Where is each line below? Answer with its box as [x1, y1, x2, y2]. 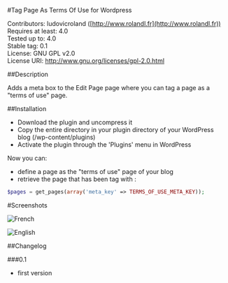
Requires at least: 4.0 [7, 27, 69, 35]
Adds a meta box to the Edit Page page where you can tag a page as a [7, 84, 210, 92]
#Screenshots [7, 201, 48, 209]
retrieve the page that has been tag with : [17, 175, 136, 183]
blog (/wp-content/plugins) [17, 133, 96, 141]
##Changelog [7, 241, 47, 250]
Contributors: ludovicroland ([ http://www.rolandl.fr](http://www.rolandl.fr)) [7, 20, 222, 27]
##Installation [7, 105, 47, 113]
